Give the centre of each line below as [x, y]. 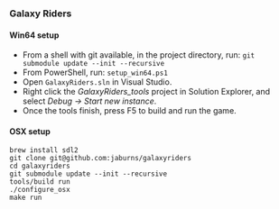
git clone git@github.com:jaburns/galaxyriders [101, 159]
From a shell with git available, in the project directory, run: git [139, 55]
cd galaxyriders [40, 166]
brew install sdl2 [44, 150]
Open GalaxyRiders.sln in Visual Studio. [97, 82]
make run [26, 198]
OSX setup [30, 131]
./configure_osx [40, 190]
